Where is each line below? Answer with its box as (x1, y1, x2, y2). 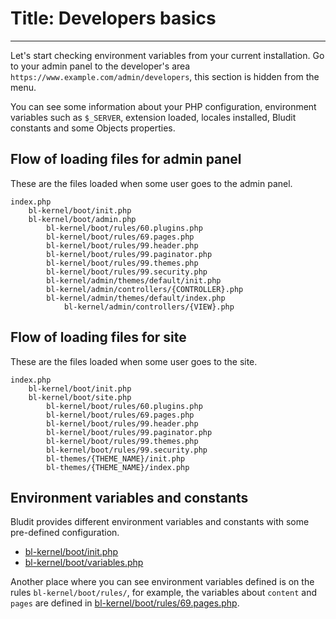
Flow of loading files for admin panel (10, 151, 242, 168)
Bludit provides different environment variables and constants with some (10, 516, 310, 528)
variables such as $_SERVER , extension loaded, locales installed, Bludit (10, 111, 297, 123)
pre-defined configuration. (10, 527, 120, 539)
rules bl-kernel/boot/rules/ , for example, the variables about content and (10, 587, 317, 599)
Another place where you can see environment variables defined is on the (10, 576, 315, 588)
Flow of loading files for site (10, 329, 187, 346)
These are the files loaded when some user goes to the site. (10, 355, 258, 367)
